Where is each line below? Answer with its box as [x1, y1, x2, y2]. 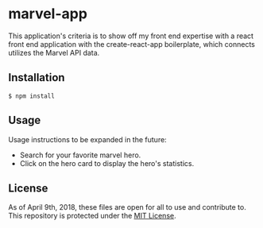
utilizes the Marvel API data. [8, 48, 100, 57]
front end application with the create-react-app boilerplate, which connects [8, 39, 256, 48]
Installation [8, 71, 65, 84]
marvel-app [8, 5, 87, 23]
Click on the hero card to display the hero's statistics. [19, 158, 195, 168]
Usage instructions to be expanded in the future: [8, 134, 167, 144]
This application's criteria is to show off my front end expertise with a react [8, 31, 254, 41]
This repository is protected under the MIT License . [8, 211, 176, 221]
